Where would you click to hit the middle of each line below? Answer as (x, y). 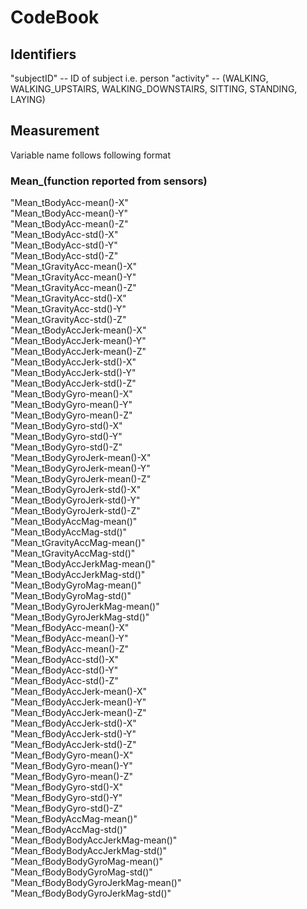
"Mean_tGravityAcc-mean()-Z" (73, 288)
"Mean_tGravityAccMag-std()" (73, 553)
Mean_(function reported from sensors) (109, 181)
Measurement (55, 131)
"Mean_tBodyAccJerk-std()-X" (73, 362)
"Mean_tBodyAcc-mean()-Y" (69, 213)
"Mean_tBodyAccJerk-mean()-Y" (78, 341)
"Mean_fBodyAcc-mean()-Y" (69, 638)
